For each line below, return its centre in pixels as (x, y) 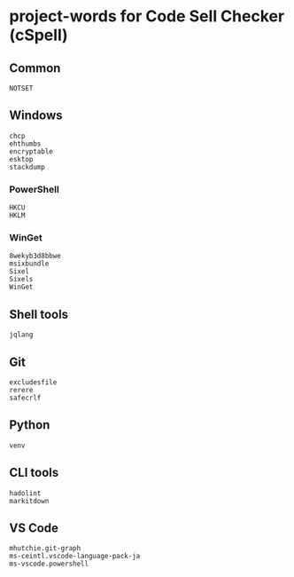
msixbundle (29, 264)
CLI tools (34, 473)
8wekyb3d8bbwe (35, 256)
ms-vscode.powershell (49, 564)
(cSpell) (39, 35)
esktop (21, 159)
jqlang (21, 335)
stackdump (27, 167)
